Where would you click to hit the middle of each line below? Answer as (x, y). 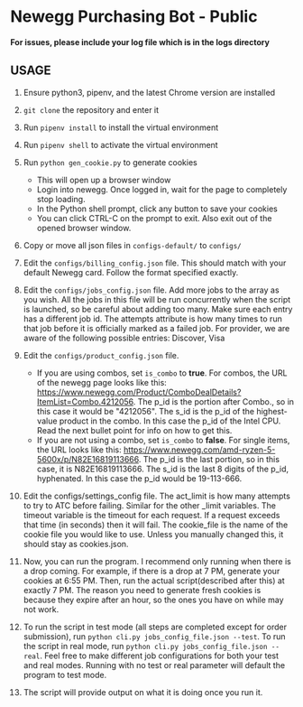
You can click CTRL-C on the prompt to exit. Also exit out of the (154, 218)
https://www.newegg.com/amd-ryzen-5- (199, 450)
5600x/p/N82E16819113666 (87, 459)
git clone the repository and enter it (91, 109)
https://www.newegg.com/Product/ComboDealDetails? (139, 392)
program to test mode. (65, 674)
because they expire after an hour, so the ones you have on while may (153, 600)
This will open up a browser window (104, 180)
